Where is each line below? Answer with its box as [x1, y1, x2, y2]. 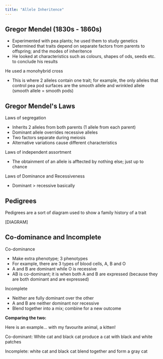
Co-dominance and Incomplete [5, 233, 101, 241]
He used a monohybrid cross [5, 68, 63, 74]
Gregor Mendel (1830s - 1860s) [5, 25, 102, 34]
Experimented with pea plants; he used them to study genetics [12, 38, 138, 44]
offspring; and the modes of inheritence [12, 48, 92, 54]
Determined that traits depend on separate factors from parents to [12, 43, 145, 49]
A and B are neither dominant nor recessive [12, 300, 99, 306]
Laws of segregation [5, 115, 46, 121]
